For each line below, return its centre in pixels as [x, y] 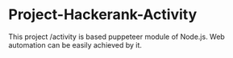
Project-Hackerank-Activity [103, 15]
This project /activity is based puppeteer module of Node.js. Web [117, 37]
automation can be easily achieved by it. [75, 44]
